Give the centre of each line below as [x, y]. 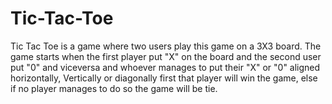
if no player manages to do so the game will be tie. [114, 88]
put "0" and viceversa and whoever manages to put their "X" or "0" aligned [165, 67]
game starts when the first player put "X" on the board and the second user [166, 56]
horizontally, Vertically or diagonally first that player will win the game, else [164, 78]
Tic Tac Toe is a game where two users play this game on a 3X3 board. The [166, 46]
